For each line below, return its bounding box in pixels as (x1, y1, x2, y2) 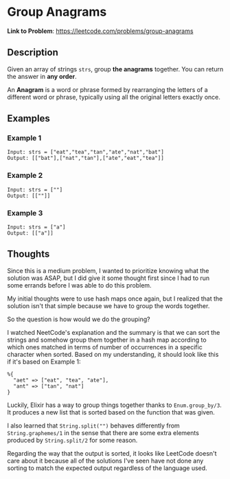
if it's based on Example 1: (7, 358, 81, 366)
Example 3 (7, 208, 43, 218)
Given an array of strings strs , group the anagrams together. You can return (7, 65, 224, 73)
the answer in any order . (7, 72, 77, 80)
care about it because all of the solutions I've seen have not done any (7, 456, 204, 465)
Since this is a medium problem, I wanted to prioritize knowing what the (7, 266, 209, 274)
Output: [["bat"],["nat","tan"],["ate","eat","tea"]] (7, 155, 165, 162)
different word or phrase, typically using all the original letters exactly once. (7, 93, 221, 101)
